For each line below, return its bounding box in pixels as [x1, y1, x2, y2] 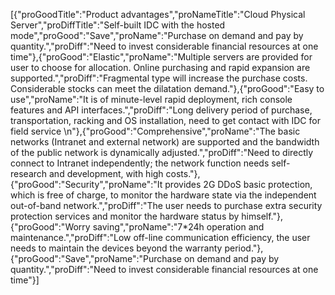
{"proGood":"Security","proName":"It [10, 179, 163, 190]
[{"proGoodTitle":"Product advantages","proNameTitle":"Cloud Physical [10, 9, 306, 20]
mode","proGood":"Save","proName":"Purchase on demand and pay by [10, 30, 304, 41]
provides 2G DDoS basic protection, [164, 179, 313, 190]
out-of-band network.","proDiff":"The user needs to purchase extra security [10, 200, 323, 211]
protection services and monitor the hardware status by [10, 210, 240, 222]
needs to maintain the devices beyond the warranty [10, 242, 223, 254]
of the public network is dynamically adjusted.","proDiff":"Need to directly [10, 147, 314, 158]
